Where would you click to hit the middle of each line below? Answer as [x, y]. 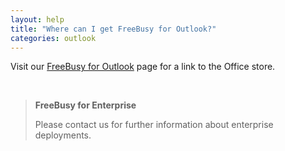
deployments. [63, 135]
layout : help [37, 19]
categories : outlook [53, 38]
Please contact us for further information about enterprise [154, 125]
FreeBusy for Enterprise [85, 105]
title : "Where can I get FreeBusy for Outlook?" [113, 29]
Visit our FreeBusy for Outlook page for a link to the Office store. [143, 67]
